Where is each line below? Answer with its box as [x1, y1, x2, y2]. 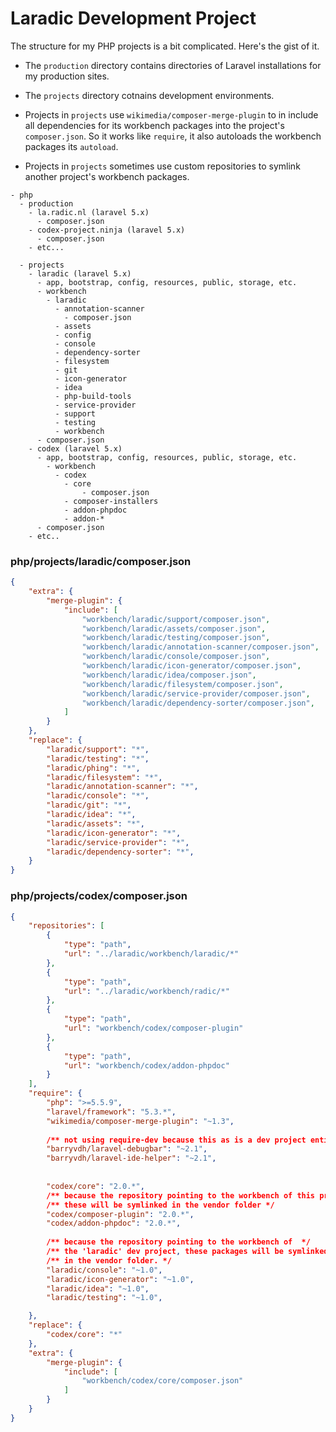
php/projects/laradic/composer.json [10, 554, 192, 568]
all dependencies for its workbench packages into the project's [24, 119, 285, 131]
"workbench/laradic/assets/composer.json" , [81, 623, 267, 634]
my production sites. [24, 70, 110, 82]
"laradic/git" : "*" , [46, 800, 132, 811]
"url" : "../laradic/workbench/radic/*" [63, 986, 230, 996]
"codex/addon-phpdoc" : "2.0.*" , [46, 1218, 182, 1229]
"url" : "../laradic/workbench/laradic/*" [63, 949, 240, 959]
